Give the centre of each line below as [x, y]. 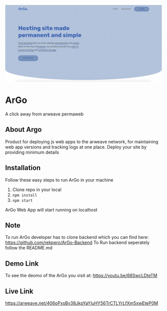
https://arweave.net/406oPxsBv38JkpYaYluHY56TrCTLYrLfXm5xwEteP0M [82, 303]
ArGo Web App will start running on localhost [51, 209]
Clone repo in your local [37, 190]
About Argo [24, 130]
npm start [23, 201]
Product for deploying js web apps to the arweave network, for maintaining [82, 141]
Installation [23, 168]
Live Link [19, 291]
